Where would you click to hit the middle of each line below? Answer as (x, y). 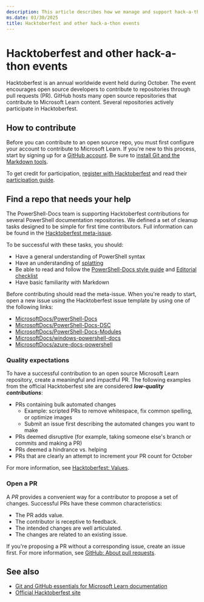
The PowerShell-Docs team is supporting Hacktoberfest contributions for (98, 214)
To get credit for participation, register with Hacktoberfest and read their (97, 174)
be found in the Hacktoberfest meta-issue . (59, 233)
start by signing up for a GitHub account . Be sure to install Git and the (93, 155)
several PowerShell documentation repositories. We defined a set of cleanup (102, 220)
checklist (26, 276)
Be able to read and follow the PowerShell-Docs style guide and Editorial (106, 269)
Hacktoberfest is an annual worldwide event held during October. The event (101, 83)
